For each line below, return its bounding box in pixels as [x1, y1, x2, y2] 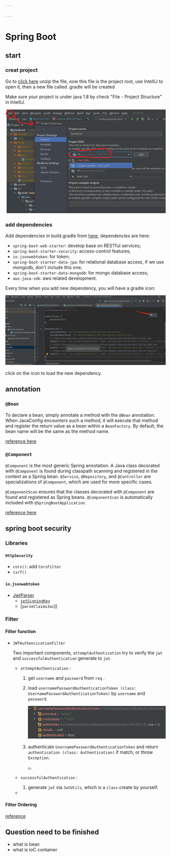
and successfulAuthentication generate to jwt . [12, 655, 112, 661]
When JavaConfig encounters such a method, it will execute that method [5, 417, 158, 423]
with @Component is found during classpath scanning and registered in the [5, 468, 158, 474]
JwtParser [12, 592, 35, 598]
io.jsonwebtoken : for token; [12, 254, 70, 260]
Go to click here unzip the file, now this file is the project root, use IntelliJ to [5, 78, 163, 84]
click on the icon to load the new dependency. [5, 370, 102, 376]
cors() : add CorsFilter [12, 563, 62, 570]
